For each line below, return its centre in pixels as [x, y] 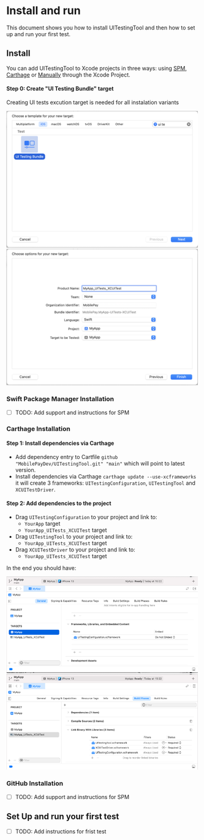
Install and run [43, 11]
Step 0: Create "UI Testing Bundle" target [60, 89]
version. [25, 470]
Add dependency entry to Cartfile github [66, 456]
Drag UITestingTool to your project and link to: [74, 536]
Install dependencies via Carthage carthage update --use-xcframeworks [106, 476]
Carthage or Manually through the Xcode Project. [68, 75]
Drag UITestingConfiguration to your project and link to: [86, 517]
